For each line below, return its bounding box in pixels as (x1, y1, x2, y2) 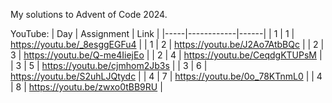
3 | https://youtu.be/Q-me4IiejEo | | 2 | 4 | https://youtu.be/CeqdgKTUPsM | (10, 49, 323, 61)
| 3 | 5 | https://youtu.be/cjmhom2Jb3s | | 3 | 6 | (10, 60, 208, 71)
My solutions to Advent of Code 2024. (10, 9, 168, 20)
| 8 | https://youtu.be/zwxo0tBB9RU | (10, 81, 163, 93)
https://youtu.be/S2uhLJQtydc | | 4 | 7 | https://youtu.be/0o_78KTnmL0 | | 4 (10, 70, 323, 82)
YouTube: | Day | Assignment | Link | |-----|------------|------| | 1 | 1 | (10, 28, 295, 39)
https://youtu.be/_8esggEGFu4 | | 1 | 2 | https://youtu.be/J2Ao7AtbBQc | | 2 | (10, 39, 325, 50)
